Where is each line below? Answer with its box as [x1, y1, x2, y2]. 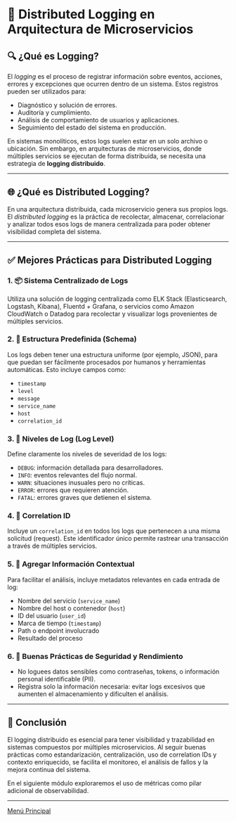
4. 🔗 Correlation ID [7, 511, 71, 521]
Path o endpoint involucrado [17, 626, 100, 635]
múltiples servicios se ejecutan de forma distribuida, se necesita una [7, 152, 206, 160]
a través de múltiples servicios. [7, 541, 98, 551]
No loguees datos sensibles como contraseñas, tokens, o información [17, 667, 220, 676]
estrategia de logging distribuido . [7, 160, 106, 167]
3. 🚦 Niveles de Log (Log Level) [7, 434, 114, 444]
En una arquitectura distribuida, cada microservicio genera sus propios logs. [7, 205, 228, 213]
